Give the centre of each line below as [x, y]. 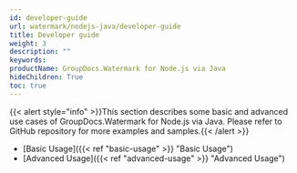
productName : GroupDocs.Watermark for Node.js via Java [118, 69]
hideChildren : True [46, 77]
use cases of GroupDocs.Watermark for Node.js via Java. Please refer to [146, 121]
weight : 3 [28, 43]
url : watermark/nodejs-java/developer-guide [95, 26]
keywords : [28, 60]
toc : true [28, 86]
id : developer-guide [49, 18]
